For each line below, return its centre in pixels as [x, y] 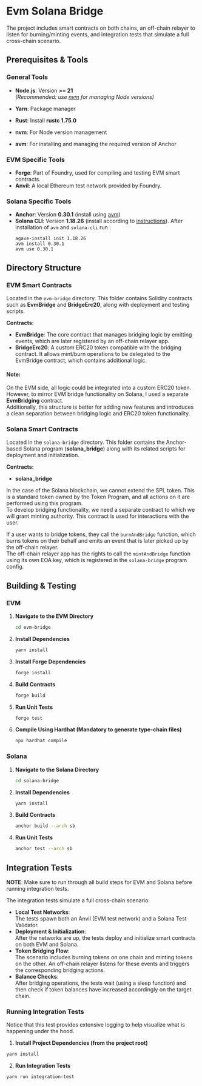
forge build [30, 696]
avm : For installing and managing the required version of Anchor [96, 144]
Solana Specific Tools [39, 201]
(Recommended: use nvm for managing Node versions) [85, 97]
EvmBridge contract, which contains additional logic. [81, 360]
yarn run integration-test [40, 1077]
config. [15, 567]
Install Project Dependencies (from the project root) [82, 1043]
